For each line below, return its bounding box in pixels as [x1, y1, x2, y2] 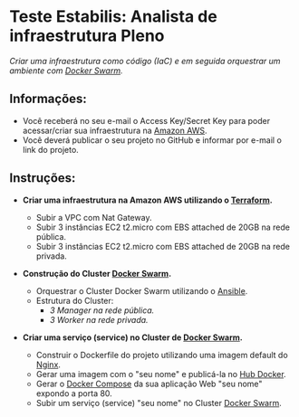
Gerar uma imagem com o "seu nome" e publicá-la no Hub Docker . [35, 368, 287, 379]
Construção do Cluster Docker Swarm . [22, 268, 172, 279]
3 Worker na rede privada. [49, 314, 149, 325]
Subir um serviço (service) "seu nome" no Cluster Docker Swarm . [35, 397, 283, 408]
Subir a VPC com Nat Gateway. [35, 212, 152, 223]
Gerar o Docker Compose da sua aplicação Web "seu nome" [35, 378, 263, 389]
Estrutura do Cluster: [35, 295, 114, 306]
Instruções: [9, 170, 76, 186]
